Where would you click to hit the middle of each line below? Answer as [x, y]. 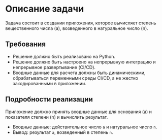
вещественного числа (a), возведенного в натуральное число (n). [77, 28]
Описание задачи [45, 9]
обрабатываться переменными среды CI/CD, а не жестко [75, 78]
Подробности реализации [49, 99]
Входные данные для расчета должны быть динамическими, [79, 73]
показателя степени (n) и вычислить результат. [57, 117]
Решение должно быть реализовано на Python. [64, 56]
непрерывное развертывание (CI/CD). [54, 67]
